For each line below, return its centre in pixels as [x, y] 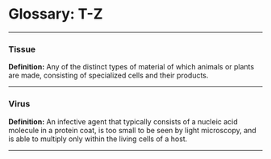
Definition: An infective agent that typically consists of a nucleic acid [123, 121]
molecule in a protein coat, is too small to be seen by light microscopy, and [132, 130]
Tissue [22, 49]
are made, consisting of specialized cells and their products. [108, 75]
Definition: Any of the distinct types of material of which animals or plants [131, 67]
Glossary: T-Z [56, 14]
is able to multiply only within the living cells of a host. [98, 139]
